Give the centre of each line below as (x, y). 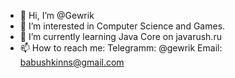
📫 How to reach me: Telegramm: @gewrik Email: (121, 48)
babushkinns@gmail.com (72, 62)
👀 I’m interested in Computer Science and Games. (122, 26)
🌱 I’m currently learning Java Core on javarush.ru (120, 36)
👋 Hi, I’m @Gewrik (57, 15)
